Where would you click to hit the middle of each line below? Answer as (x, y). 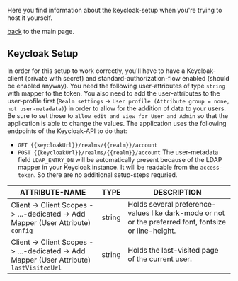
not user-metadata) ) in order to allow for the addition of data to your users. (117, 108)
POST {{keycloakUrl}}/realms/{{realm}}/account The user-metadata (118, 152)
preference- (195, 204)
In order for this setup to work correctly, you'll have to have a (96, 71)
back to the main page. (41, 31)
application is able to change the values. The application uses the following (117, 123)
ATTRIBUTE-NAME (53, 192)
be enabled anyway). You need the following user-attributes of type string (116, 86)
